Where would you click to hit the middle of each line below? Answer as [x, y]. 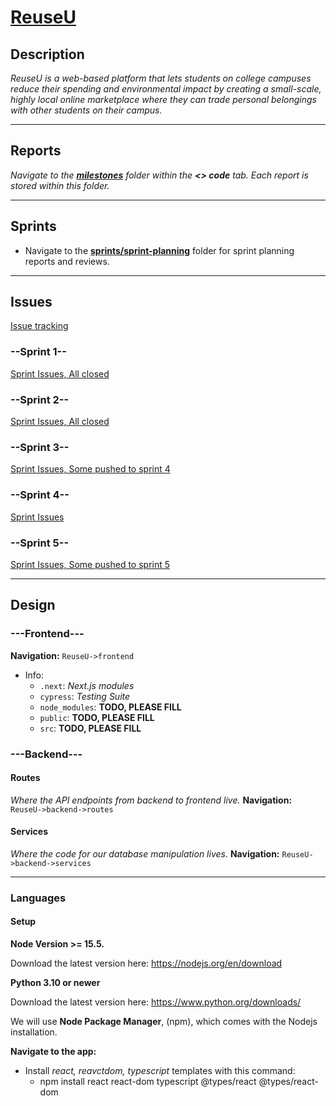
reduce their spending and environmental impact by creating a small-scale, [166, 89]
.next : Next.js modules [87, 685]
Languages [38, 898]
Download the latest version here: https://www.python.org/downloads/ [156, 1002]
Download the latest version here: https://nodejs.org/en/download [146, 963]
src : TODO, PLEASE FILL [90, 728]
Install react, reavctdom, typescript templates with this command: [160, 1071]
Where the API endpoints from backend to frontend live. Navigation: [151, 800]
